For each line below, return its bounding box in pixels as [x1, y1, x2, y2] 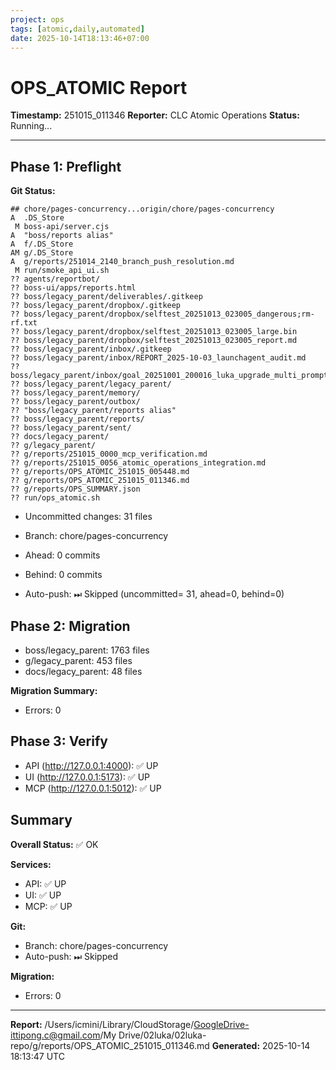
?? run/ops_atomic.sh [10, 493, 101, 503]
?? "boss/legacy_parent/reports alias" [10, 406, 177, 416]
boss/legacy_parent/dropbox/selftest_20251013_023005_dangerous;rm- [23, 309, 315, 320]
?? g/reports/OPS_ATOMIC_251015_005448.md [10, 467, 190, 477]
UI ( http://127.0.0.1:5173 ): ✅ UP [24, 771, 150, 783]
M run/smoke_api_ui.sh [14, 266, 110, 276]
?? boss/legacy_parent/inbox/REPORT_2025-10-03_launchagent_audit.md [10, 353, 307, 363]
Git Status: [10, 185, 56, 197]
